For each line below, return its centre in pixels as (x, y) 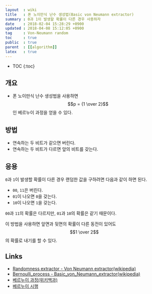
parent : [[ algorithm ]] (31, 47)
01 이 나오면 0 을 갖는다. (35, 196)
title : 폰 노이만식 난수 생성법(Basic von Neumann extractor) (70, 15)
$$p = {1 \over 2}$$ (88, 104)
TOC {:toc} (24, 66)
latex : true (21, 52)
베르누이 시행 (25, 286)
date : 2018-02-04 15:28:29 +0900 (45, 24)
